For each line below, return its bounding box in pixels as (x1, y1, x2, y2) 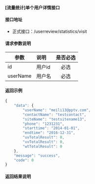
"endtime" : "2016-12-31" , (23, 130, 76, 136)
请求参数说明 (5, 41, 31, 46)
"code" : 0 (14, 158, 34, 162)
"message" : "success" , (14, 153, 60, 158)
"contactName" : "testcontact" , (23, 112, 87, 117)
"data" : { (14, 103, 34, 108)
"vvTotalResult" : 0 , (23, 139, 65, 144)
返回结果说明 (5, 173, 31, 179)
